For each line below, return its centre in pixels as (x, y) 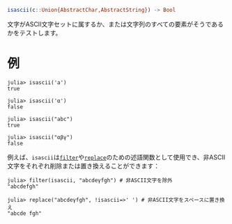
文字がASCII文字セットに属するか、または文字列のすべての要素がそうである (116, 24)
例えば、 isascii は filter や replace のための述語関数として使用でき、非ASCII (116, 157)
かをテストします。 (34, 33)
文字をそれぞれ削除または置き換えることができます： (84, 166)
